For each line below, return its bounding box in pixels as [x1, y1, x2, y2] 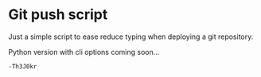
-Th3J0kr [8, 62, 37, 71]
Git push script [8, 6, 108, 24]
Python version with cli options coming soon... [8, 47, 160, 56]
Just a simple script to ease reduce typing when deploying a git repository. [8, 32, 254, 41]
